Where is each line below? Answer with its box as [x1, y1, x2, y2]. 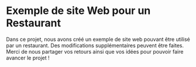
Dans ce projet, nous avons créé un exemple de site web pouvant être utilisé [6, 36, 190, 43]
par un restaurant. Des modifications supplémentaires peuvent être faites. [6, 42, 184, 49]
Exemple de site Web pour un [6, 4, 151, 17]
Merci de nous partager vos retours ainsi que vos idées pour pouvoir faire [6, 48, 184, 55]
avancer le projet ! [6, 54, 50, 61]
